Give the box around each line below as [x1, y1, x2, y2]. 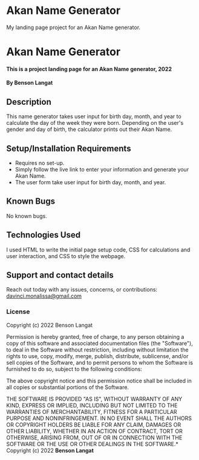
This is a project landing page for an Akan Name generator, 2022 [6, 65, 172, 73]
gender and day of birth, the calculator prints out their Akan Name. [6, 125, 172, 133]
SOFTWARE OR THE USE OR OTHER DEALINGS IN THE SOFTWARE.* [6, 440, 178, 447]
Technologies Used [6, 230, 80, 240]
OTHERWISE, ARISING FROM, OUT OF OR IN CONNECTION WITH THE [6, 434, 183, 441]
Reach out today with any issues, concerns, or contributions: [6, 286, 158, 293]
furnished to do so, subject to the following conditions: [6, 365, 142, 373]
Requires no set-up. [15, 159, 65, 167]
